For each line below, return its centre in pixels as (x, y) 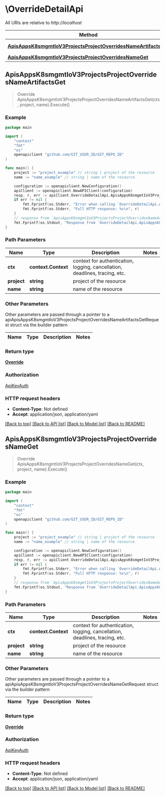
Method (88, 34)
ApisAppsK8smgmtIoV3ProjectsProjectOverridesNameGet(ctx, (81, 464)
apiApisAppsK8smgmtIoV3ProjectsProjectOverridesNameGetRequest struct (82, 684)
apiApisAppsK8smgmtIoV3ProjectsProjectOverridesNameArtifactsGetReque (82, 320)
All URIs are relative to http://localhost (43, 23)
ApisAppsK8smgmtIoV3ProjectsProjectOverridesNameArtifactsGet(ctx (88, 99)
